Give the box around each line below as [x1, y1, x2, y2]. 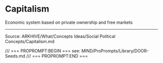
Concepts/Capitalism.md [5, 38, 55, 44]
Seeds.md [5, 53, 26, 59]
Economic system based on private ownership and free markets [5, 19, 133, 25]
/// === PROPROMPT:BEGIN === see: [5, 47, 81, 54]
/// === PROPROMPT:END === [26, 53, 88, 59]
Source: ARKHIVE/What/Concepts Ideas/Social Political [5, 33, 115, 39]
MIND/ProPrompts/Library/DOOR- [81, 47, 149, 54]
